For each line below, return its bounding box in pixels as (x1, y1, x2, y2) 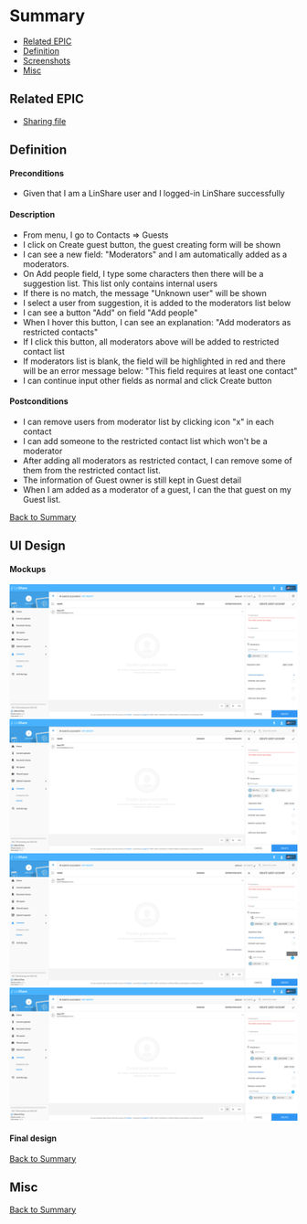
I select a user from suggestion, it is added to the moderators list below (22, 297, 291, 308)
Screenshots (22, 55, 71, 66)
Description (9, 208, 56, 219)
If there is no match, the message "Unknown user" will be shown (22, 287, 267, 298)
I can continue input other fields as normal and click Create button (22, 375, 272, 386)
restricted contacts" (22, 326, 99, 337)
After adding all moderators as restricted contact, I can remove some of (22, 454, 292, 466)
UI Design (9, 538, 66, 554)
